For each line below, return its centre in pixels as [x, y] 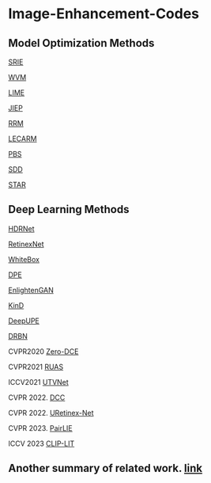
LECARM [23, 139]
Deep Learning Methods [69, 209]
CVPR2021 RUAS [36, 367]
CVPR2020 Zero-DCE [43, 351]
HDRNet [21, 228]
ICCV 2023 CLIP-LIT [41, 443]
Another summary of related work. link [105, 468]
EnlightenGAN [31, 290]
